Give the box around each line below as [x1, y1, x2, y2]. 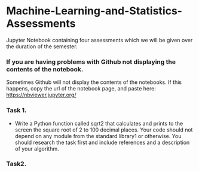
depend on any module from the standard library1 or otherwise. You [14, 132, 182, 139]
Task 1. [6, 106, 27, 114]
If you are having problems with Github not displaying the [6, 58, 176, 66]
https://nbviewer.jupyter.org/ [6, 91, 76, 99]
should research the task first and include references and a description [14, 139, 190, 146]
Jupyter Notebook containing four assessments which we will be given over [6, 36, 193, 43]
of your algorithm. [14, 145, 59, 152]
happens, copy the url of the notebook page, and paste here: [6, 85, 157, 92]
